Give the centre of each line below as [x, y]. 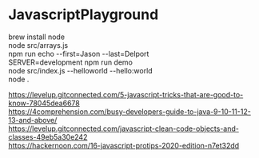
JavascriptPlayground [84, 15]
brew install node [37, 37]
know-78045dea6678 [44, 103]
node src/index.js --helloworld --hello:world [81, 70]
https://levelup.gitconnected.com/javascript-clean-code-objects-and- [124, 128]
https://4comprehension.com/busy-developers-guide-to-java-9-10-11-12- [130, 111]
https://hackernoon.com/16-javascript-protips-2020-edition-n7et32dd [124, 145]
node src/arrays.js [38, 45]
